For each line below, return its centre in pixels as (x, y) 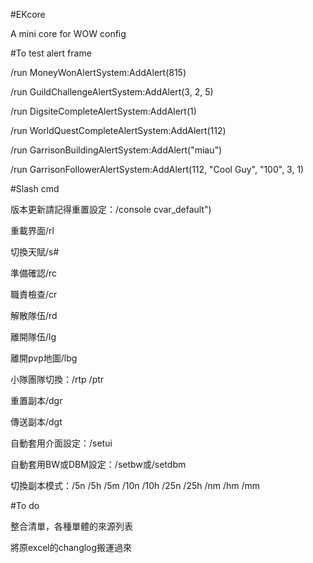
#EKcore (28, 14)
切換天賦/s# (35, 252)
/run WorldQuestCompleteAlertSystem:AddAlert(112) (118, 130)
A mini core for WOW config (68, 33)
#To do (25, 505)
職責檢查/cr (34, 294)
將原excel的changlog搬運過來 (71, 547)
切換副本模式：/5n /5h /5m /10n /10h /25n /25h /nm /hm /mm (135, 485)
